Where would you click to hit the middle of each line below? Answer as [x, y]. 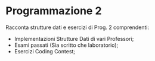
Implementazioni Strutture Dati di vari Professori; [74, 38]
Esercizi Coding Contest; [45, 51]
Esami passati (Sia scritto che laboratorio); [66, 45]
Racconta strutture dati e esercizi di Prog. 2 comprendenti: [77, 27]
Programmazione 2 [54, 11]
